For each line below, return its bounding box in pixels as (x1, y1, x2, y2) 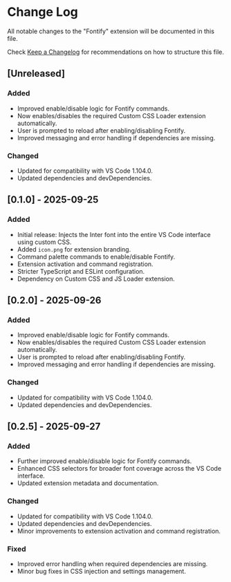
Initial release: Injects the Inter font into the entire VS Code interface (17, 230, 211, 238)
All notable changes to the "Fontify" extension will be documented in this (7, 27, 214, 35)
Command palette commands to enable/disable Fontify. (17, 252, 176, 261)
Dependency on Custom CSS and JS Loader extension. (17, 274, 175, 283)
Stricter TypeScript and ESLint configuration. (17, 267, 145, 275)
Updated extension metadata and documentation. (17, 479, 159, 487)
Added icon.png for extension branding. (17, 245, 131, 253)
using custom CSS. (17, 238, 72, 246)
